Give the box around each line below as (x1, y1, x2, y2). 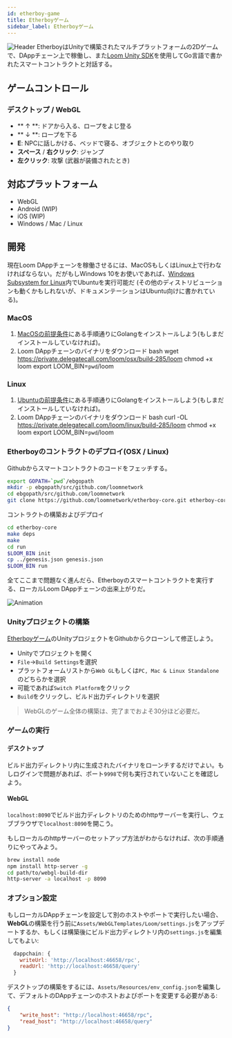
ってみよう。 (25, 842, 61, 851)
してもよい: (7, 936, 39, 945)
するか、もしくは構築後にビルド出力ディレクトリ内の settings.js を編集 (19, 927, 222, 936)
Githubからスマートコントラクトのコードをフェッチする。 (7, 464, 171, 472)
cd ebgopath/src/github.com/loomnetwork (7, 490, 126, 498)
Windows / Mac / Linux (17, 219, 83, 228)
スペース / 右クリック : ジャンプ (17, 148, 104, 156)
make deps (7, 530, 36, 537)
